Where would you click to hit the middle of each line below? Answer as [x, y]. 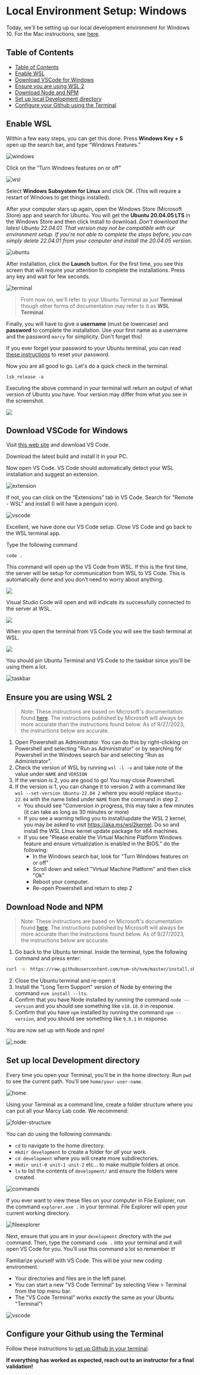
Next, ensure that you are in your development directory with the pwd [89, 1236]
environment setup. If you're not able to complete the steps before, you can [99, 234]
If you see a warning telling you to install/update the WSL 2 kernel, [105, 819]
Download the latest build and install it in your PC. [67, 456]
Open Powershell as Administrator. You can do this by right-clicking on [101, 742]
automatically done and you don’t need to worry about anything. [85, 580]
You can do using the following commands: [59, 1134]
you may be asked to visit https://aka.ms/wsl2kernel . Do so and [101, 825]
